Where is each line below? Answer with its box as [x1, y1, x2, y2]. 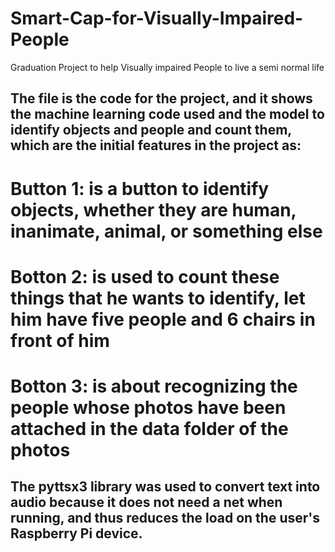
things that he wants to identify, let [10, 287, 306, 309]
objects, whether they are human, [10, 198, 297, 221]
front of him [10, 329, 110, 352]
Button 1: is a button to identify [10, 177, 270, 200]
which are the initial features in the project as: [10, 137, 302, 154]
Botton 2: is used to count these [10, 265, 280, 288]
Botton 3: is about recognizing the [10, 375, 298, 397]
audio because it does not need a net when [10, 494, 283, 511]
